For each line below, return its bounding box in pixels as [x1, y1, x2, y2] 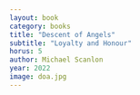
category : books [9, 22, 71, 31]
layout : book [9, 13, 59, 23]
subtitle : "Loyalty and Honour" [9, 38, 132, 48]
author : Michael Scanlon [9, 55, 104, 64]
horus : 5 [9, 47, 43, 56]
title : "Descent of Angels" [9, 30, 116, 39]
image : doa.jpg [9, 72, 67, 81]
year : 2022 [9, 64, 51, 73]
